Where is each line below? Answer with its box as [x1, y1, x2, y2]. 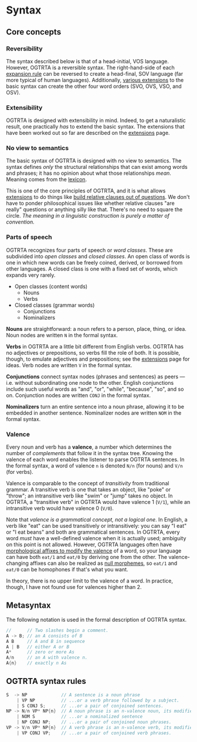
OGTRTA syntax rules [6, 676, 87, 686]
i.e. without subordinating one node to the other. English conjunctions [6, 379, 174, 386]
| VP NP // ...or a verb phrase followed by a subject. [16, 697, 180, 703]
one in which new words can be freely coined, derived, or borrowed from [6, 259, 183, 266]
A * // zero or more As [6, 649, 75, 655]
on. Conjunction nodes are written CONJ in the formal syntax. [6, 391, 151, 399]
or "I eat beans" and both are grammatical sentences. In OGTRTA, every [6, 528, 180, 536]
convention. [6, 218, 35, 226]
